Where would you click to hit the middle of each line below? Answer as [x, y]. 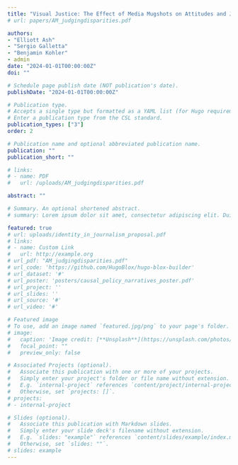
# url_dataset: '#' [36, 274]
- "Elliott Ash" [31, 40]
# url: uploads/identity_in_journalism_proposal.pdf [87, 234]
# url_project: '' [34, 287]
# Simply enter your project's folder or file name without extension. [119, 379]
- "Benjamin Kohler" [38, 53]
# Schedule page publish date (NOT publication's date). [93, 86]
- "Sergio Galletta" [38, 47]
